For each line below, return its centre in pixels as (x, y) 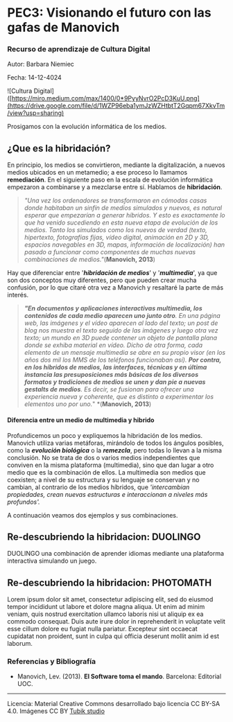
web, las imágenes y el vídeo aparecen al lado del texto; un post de (121, 323)
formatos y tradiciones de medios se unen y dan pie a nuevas (115, 382)
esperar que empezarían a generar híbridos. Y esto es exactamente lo (124, 215)
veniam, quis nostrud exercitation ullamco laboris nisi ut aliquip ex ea (105, 614)
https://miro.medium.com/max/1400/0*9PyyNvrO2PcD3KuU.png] (105, 98)
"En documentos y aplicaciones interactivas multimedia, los (113, 308)
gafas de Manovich (63, 27)
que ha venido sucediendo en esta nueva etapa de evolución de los (121, 222)
